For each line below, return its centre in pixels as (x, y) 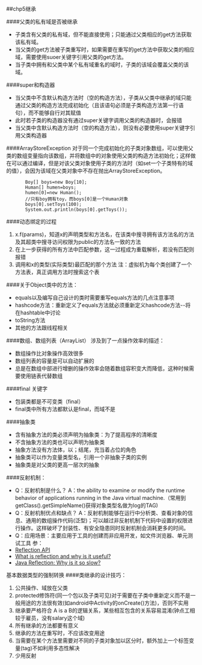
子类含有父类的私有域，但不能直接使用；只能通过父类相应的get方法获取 (103, 34)
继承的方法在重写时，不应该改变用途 (60, 633)
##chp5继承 (21, 9)
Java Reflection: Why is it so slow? (58, 563)
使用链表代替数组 (41, 376)
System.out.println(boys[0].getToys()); (76, 210)
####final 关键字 (27, 389)
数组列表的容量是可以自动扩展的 (54, 361)
